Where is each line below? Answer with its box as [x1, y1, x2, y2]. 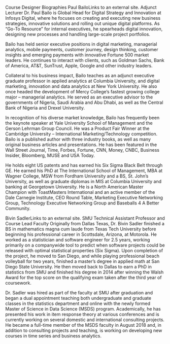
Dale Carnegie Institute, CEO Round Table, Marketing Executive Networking [5, 195, 163, 200]
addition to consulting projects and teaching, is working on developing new [5, 327, 162, 333]
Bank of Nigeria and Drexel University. [5, 105, 85, 111]
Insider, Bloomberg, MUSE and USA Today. [5, 152, 95, 158]
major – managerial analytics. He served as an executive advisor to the [5, 94, 153, 100]
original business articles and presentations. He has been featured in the [5, 142, 157, 148]
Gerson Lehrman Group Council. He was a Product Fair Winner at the [5, 125, 150, 131]
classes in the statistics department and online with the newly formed [5, 300, 151, 306]
